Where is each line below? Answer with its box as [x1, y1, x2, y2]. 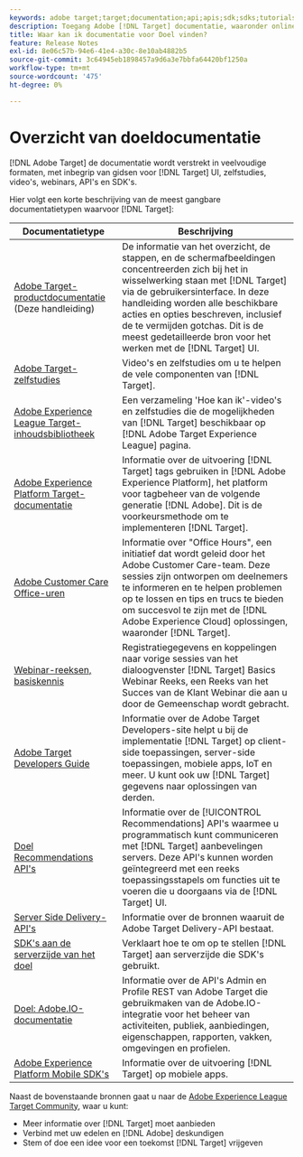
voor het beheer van [164, 1008, 251, 1021]
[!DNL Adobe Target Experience [121, 427, 257, 440]
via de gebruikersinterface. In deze [121, 285, 270, 298]
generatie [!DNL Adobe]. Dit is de [121, 499, 263, 511]
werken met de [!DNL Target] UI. [121, 341, 260, 354]
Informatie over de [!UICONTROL [121, 806, 262, 818]
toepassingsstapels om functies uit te [121, 873, 280, 886]
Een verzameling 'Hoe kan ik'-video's [121, 394, 282, 406]
